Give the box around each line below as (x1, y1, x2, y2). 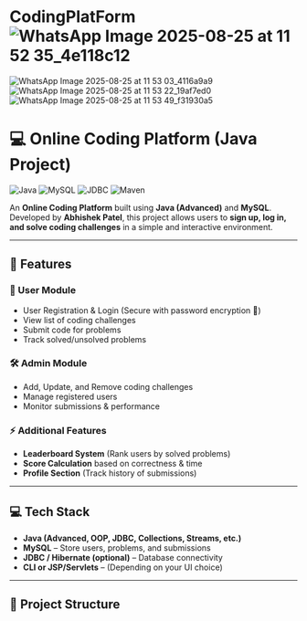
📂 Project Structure (9, 596, 121, 613)
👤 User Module (9, 284, 76, 297)
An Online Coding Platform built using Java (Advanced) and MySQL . (9, 202, 272, 213)
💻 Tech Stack (9, 504, 90, 520)
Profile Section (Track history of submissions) (22, 468, 197, 479)
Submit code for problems (22, 324, 122, 335)
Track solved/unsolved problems (22, 333, 147, 344)
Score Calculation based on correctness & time (22, 458, 203, 469)
